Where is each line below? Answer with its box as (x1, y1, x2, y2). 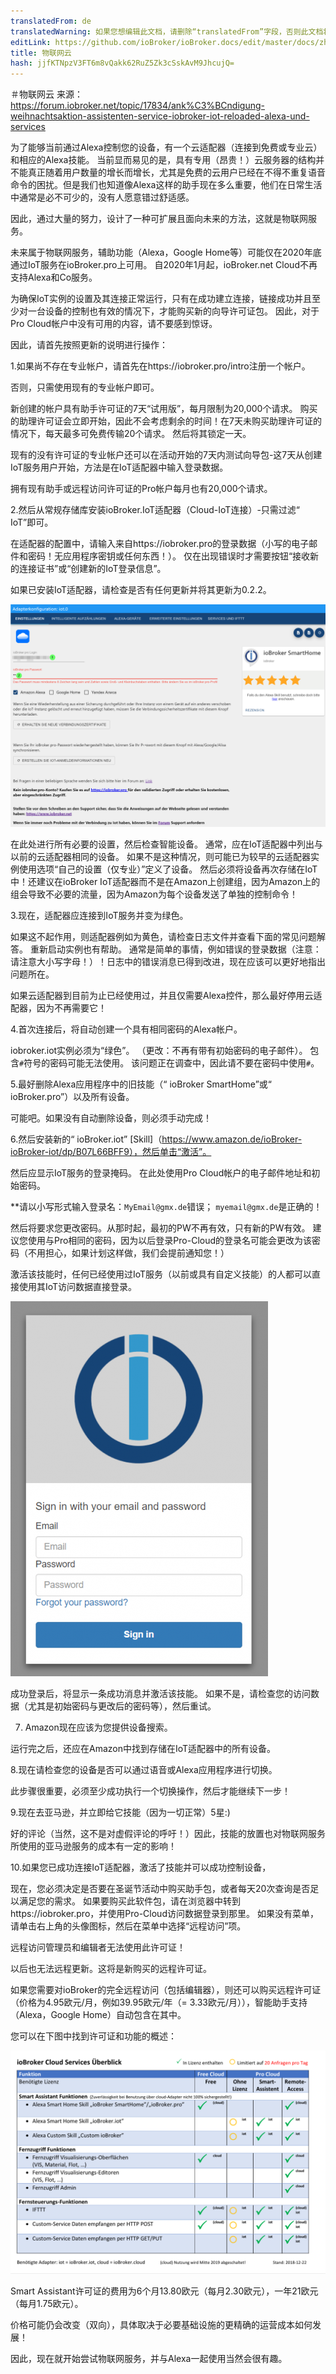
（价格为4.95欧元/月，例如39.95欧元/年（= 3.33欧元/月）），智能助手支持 (10, 1996, 308, 2009)
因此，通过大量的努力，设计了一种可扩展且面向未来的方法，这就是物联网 (10, 213, 308, 225)
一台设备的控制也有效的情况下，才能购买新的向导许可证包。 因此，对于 (27, 305, 320, 317)
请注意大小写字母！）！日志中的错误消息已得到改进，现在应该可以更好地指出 (10, 956, 326, 968)
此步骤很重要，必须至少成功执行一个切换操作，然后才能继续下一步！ (10, 1785, 291, 1797)
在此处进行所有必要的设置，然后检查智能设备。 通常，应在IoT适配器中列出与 (10, 838, 324, 850)
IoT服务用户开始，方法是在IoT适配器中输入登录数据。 (10, 461, 229, 474)
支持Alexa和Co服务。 (10, 271, 98, 284)
